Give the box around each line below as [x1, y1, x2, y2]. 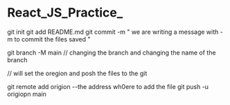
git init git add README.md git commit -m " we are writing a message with [7, 28, 219, 36]
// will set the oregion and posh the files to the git [7, 69, 148, 77]
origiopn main [7, 90, 47, 98]
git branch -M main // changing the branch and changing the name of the [7, 48, 216, 57]
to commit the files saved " [14, 35, 91, 43]
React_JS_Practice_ [7, 5, 123, 21]
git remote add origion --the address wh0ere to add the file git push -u [7, 82, 209, 90]
